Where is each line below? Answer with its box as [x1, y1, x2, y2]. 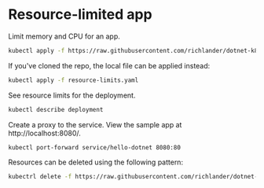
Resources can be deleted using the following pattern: [8, 157, 183, 167]
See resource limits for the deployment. [8, 90, 136, 100]
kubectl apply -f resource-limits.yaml [8, 76, 139, 84]
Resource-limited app [8, 6, 152, 24]
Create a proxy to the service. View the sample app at [8, 120, 182, 129]
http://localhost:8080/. [8, 128, 81, 138]
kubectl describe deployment [8, 105, 104, 113]
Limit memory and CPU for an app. [8, 31, 120, 41]
